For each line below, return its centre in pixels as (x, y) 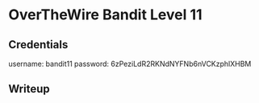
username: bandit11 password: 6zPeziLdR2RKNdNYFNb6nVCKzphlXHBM (130, 64)
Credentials (38, 45)
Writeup (29, 89)
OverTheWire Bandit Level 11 (106, 15)
